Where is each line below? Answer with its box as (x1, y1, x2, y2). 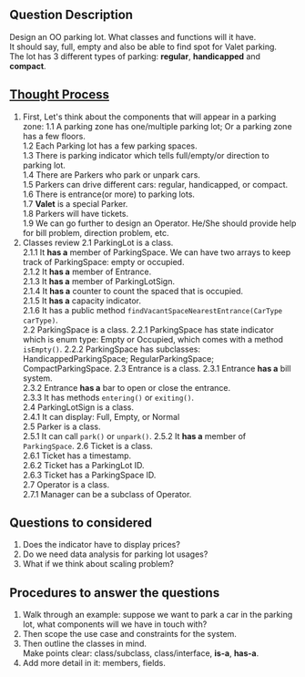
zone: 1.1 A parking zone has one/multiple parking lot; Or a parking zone (22, 120, 293, 131)
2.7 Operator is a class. (22, 478, 110, 490)
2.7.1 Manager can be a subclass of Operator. (22, 488, 192, 499)
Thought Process (9, 87, 109, 103)
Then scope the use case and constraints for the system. (22, 629, 237, 640)
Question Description (9, 7, 134, 23)
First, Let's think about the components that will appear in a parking (22, 111, 277, 122)
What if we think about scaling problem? (22, 559, 175, 569)
